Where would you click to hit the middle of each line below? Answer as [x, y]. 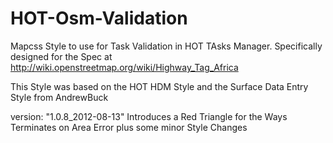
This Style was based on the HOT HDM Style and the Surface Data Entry [159, 86]
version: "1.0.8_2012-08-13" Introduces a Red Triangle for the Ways [149, 116]
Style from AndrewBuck [59, 97]
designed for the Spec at [61, 56]
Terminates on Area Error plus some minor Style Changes [129, 127]
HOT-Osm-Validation [99, 18]
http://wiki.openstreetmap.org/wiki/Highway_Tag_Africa [124, 67]
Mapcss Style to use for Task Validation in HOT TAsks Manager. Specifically [166, 46]
